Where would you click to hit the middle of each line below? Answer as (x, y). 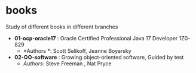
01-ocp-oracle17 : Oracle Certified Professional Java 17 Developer (96, 38)
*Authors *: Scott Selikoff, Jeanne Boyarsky (77, 50)
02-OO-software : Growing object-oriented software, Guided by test (99, 57)
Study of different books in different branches (62, 27)
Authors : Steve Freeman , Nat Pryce (67, 64)
